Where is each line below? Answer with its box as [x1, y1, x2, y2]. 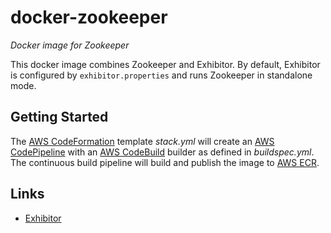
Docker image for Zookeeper [10, 39, 130, 51]
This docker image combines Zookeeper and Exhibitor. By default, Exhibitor [10, 58, 321, 70]
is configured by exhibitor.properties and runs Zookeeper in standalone [10, 69, 313, 81]
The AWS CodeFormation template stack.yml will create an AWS [10, 135, 275, 147]
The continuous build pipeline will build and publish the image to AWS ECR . [10, 156, 320, 168]
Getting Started [10, 109, 109, 126]
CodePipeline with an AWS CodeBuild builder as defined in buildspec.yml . [10, 146, 315, 158]
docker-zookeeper [10, 6, 168, 29]
